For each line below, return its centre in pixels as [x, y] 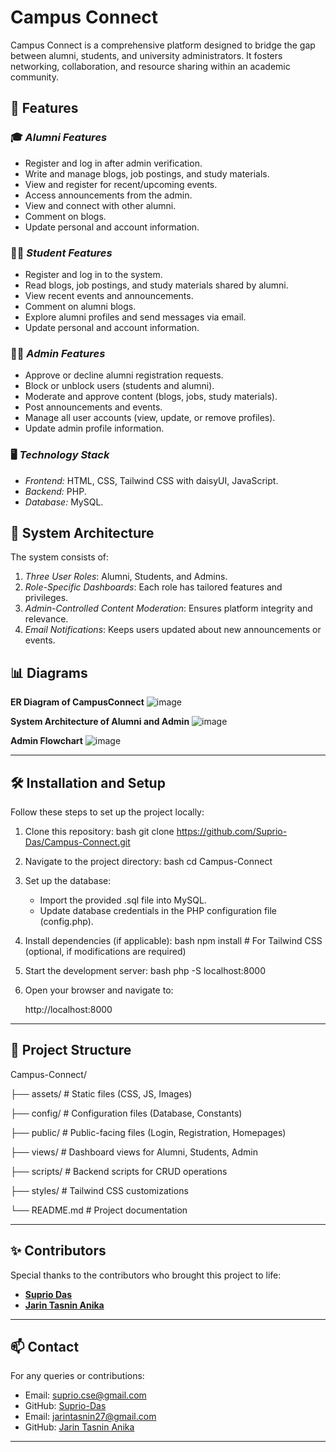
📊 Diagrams [49, 672]
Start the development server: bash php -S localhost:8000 [145, 970]
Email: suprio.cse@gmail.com [85, 1395]
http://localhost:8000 [68, 1009]
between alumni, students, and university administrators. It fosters [146, 55]
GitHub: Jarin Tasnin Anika [79, 1427]
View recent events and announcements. [109, 295]
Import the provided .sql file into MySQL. [123, 900]
